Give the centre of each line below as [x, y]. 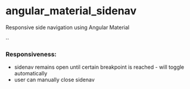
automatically [31, 74]
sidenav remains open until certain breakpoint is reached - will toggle [99, 67]
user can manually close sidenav [54, 80]
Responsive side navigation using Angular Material [68, 27]
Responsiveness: [31, 54]
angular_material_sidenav [71, 11]
